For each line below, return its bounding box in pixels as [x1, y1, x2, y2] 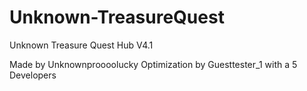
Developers [9, 69, 57, 81]
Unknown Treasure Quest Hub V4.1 [9, 39, 154, 51]
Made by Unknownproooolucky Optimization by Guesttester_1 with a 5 [9, 58, 298, 70]
